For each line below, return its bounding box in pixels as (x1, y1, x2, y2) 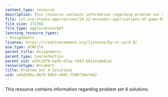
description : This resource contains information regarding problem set (5, 12, 160, 17)
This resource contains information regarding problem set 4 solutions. (5, 86, 149, 92)
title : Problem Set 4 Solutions (5, 68, 72, 73)
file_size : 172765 (5, 21, 43, 26)
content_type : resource (5, 7, 55, 12)
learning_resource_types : (5, 30, 59, 35)
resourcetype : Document (5, 63, 55, 68)
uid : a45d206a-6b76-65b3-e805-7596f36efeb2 (5, 72, 97, 77)
